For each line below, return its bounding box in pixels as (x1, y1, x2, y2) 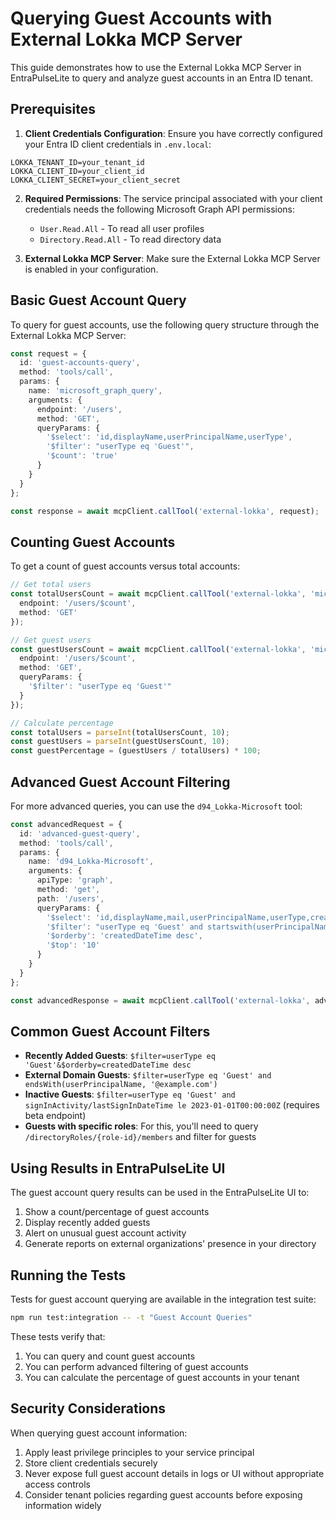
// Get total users (10, 580, 92, 590)
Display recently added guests (24, 1217, 151, 1229)
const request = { (10, 348, 87, 359)
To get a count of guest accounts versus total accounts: (10, 560, 241, 572)
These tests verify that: (10, 1330, 106, 1342)
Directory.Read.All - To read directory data (39, 233, 222, 245)
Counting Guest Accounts (10, 533, 176, 551)
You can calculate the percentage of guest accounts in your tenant (24, 1371, 300, 1383)
